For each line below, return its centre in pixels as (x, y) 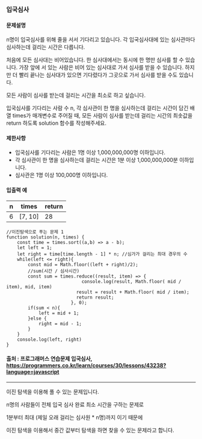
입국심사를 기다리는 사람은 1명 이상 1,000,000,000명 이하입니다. (90, 152)
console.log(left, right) (50, 339)
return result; (95, 297)
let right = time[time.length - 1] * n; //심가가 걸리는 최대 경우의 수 (103, 254)
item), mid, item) (29, 287)
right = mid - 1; (60, 323)
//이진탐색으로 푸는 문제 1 (35, 232)
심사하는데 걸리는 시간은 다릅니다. (46, 47)
